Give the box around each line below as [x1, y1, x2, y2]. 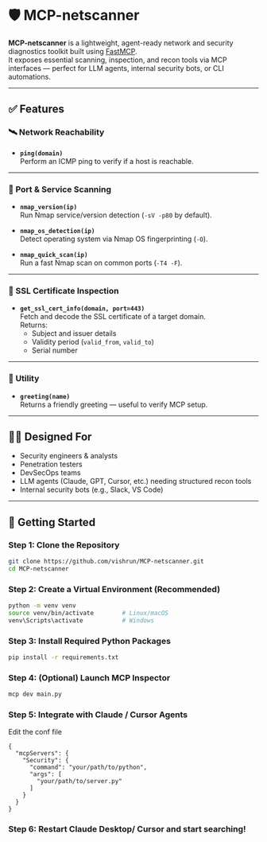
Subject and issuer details [31, 329, 117, 338]
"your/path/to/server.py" [37, 778, 123, 785]
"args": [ [29, 770, 62, 778]
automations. [8, 72, 52, 81]
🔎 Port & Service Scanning [8, 184, 112, 195]
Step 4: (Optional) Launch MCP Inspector [8, 672, 171, 683]
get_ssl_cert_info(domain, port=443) [19, 305, 145, 313]
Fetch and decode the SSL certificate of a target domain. [19, 312, 207, 322]
